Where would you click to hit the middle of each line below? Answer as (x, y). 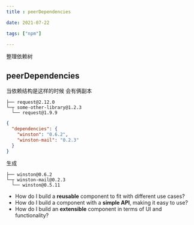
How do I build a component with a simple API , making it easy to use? (101, 203)
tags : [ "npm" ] (24, 34)
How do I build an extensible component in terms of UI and (88, 209)
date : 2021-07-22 (28, 22)
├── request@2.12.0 (31, 103)
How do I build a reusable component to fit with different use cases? (100, 196)
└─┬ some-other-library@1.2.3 (44, 108)
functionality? (32, 215)
